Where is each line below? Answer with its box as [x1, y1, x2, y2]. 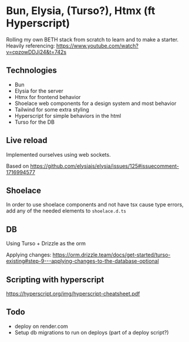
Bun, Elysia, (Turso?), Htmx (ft [6, 4, 156, 18]
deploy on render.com [14, 323, 69, 330]
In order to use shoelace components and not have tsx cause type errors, [6, 201, 184, 208]
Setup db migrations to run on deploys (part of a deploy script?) [14, 329, 169, 336]
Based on [6, 162, 29, 170]
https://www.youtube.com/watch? [56, 42, 139, 49]
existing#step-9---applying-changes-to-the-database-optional [6, 258, 160, 265]
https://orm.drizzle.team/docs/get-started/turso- [52, 251, 171, 259]
